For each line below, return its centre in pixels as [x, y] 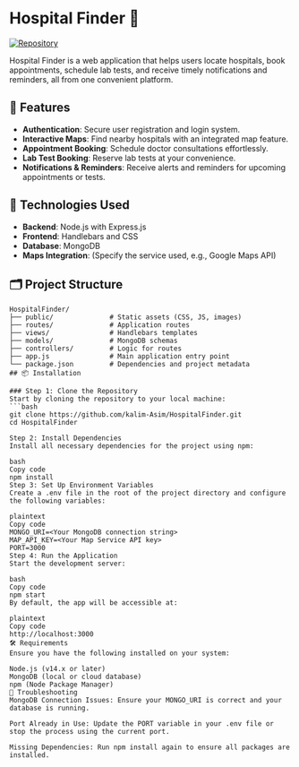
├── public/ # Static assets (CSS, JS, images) [126, 317]
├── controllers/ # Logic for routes [95, 349]
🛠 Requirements [39, 643]
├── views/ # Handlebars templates [104, 333]
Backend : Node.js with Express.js [84, 227]
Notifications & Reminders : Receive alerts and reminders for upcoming [154, 167]
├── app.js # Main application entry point [120, 357]
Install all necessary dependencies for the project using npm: [132, 446]
